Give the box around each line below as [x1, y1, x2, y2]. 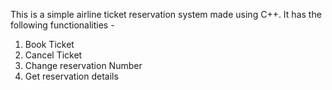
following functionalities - [10, 19, 115, 31]
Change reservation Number [24, 60, 143, 71]
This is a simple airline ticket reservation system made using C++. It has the [10, 9, 322, 20]
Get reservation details [24, 70, 119, 82]
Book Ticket [24, 39, 75, 50]
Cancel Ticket [24, 49, 83, 61]
